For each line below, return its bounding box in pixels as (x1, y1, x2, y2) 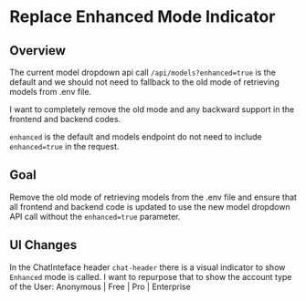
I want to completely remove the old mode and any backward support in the (9, 104, 295, 115)
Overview (9, 43, 67, 58)
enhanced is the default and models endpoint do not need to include (9, 131, 262, 142)
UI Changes (9, 237, 78, 253)
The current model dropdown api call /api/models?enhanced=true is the (9, 67, 276, 78)
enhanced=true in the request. (9, 141, 120, 151)
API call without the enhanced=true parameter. (9, 211, 181, 222)
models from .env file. (9, 87, 92, 97)
